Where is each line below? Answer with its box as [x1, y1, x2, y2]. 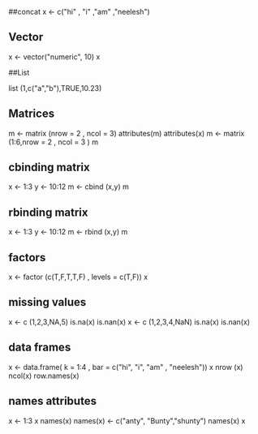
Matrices [8, 107, 55, 121]
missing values [8, 295, 87, 309]
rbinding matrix [8, 205, 88, 219]
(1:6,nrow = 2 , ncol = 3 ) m [8, 137, 99, 147]
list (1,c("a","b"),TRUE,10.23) [8, 83, 102, 92]
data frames [8, 341, 71, 355]
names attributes [8, 394, 97, 408]
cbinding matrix [8, 161, 91, 174]
